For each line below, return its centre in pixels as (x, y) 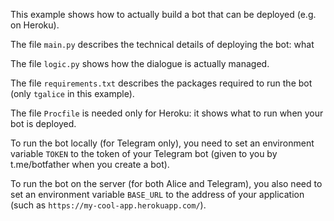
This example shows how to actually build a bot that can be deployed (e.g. (163, 14)
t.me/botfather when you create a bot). (90, 164)
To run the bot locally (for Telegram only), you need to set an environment (162, 143)
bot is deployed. (43, 123)
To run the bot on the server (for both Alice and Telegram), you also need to (166, 183)
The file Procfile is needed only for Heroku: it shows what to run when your (167, 113)
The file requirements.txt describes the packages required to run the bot (161, 83)
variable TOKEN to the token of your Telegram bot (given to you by (144, 153)
